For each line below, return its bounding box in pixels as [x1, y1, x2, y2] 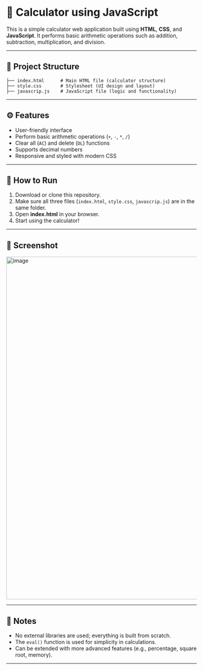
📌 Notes [6, 616, 37, 626]
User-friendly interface [14, 126, 72, 134]
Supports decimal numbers [14, 145, 83, 153]
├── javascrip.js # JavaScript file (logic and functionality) [6, 88, 177, 94]
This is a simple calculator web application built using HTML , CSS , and [6, 25, 182, 33]
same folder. [14, 204, 47, 211]
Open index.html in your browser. [14, 211, 100, 218]
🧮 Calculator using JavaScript [6, 5, 158, 19]
